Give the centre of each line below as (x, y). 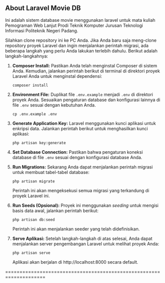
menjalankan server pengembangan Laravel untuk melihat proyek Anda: (86, 244)
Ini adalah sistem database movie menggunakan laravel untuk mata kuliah (80, 20)
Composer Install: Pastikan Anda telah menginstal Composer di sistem (85, 65)
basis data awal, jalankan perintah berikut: (55, 211)
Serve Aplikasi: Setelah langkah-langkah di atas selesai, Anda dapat (82, 238)
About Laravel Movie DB (43, 8)
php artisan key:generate (39, 143)
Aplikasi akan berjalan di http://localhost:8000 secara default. (75, 262)
